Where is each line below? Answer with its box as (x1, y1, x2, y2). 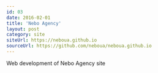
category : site (6, 32, 45, 38)
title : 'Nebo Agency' (6, 20, 62, 26)
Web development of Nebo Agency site (6, 59, 106, 67)
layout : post (6, 26, 40, 32)
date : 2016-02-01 (6, 15, 51, 21)
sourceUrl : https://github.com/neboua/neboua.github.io (6, 43, 152, 49)
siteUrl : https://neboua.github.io (6, 37, 97, 43)
